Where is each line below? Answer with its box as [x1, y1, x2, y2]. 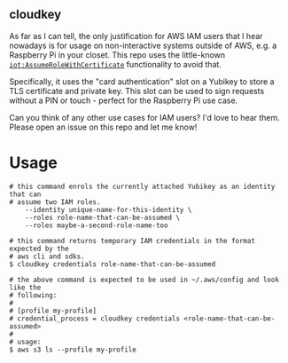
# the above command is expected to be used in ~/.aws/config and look [9, 275, 279, 284]
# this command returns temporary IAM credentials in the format [9, 236, 255, 245]
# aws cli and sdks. [9, 252, 86, 261]
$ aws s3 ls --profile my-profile [9, 345, 137, 354]
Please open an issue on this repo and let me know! [9, 122, 198, 132]
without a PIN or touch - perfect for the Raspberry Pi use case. [9, 95, 238, 106]
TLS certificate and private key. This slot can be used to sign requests [9, 85, 265, 96]
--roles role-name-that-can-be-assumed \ [25, 213, 180, 222]
